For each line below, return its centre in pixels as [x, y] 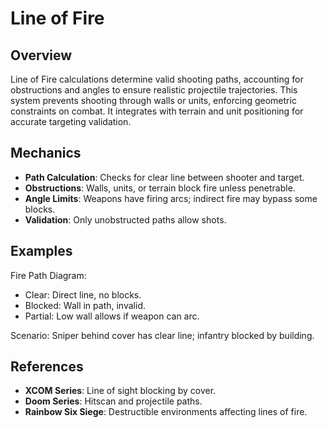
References [47, 367]
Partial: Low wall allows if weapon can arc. [112, 316]
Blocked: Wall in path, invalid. [85, 305]
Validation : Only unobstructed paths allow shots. [125, 219]
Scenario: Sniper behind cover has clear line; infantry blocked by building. [162, 335]
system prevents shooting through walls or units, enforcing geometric [153, 100]
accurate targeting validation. [71, 121]
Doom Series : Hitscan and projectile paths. [113, 401]
